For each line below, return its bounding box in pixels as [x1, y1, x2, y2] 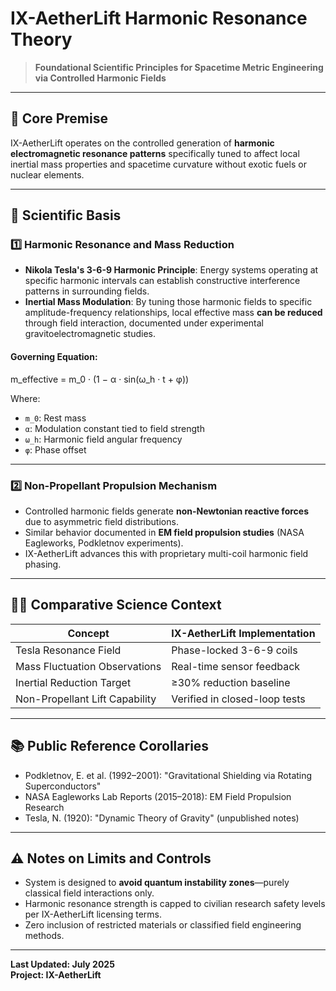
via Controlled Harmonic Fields [34, 72, 167, 84]
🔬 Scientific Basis [10, 207, 122, 224]
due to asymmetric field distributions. [24, 515, 179, 527]
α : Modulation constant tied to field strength [24, 422, 205, 434]
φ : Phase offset [24, 443, 87, 456]
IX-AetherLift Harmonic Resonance [10, 7, 308, 30]
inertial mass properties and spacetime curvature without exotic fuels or [10, 158, 307, 170]
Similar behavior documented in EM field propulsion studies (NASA [24, 526, 305, 538]
